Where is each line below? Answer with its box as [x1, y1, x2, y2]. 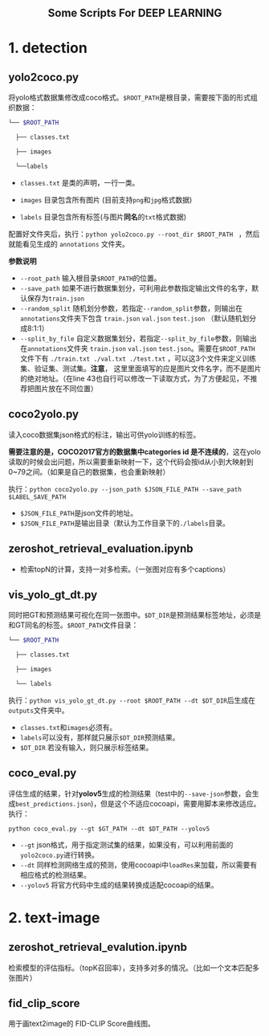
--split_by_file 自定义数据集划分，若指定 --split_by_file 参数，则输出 [19, 333, 257, 343]
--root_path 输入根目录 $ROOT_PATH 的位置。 [19, 273, 162, 283]
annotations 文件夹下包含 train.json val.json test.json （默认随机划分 [19, 313, 257, 323]
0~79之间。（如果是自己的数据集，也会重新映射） [8, 467, 170, 476]
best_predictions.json [15, 800, 92, 808]
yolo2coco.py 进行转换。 [19, 850, 99, 859]
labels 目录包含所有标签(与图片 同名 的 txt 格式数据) [19, 212, 187, 222]
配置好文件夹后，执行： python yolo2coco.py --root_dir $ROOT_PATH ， [8, 229, 247, 239]
